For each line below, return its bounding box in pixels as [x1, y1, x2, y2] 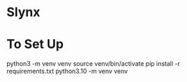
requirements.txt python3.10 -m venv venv [6, 67, 128, 76]
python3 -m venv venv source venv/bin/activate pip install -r [6, 60, 181, 68]
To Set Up [6, 36, 64, 53]
